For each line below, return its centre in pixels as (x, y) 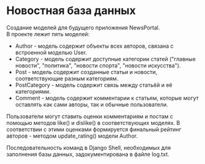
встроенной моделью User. (51, 52)
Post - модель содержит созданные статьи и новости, (86, 72)
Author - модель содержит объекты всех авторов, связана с (94, 46)
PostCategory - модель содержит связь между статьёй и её (94, 85)
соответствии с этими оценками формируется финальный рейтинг (94, 129)
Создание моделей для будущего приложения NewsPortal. (83, 28)
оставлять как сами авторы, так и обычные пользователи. (91, 104)
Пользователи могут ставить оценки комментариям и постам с (90, 116)
